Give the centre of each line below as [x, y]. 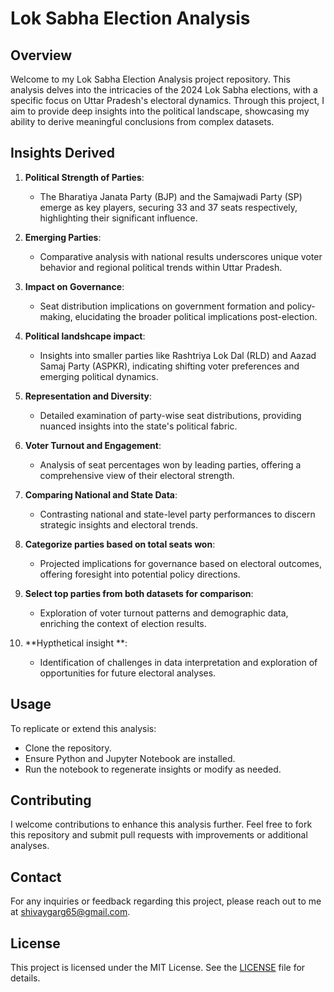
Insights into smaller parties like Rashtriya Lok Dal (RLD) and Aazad [178, 355]
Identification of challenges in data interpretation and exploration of [178, 662]
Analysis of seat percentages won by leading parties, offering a [170, 464]
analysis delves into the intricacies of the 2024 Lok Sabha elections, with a [164, 90]
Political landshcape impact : [85, 336]
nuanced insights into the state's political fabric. [138, 426]
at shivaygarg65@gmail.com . [70, 912]
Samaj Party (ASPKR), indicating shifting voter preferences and [169, 366]
